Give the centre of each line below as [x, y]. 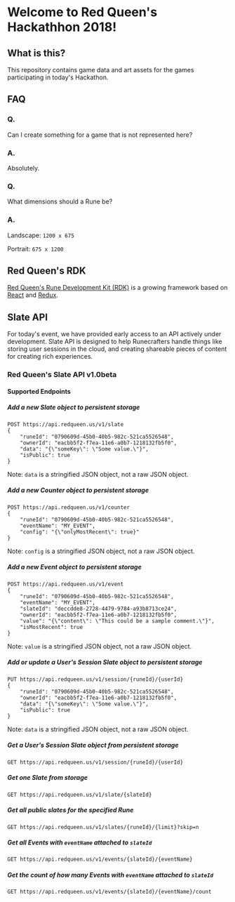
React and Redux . [33, 295]
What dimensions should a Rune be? [60, 201]
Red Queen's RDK [47, 271]
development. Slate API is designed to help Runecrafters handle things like [115, 342]
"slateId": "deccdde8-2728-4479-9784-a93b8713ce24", [99, 609]
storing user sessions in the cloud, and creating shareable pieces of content [117, 349]
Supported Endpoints [39, 391]
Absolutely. [23, 168]
